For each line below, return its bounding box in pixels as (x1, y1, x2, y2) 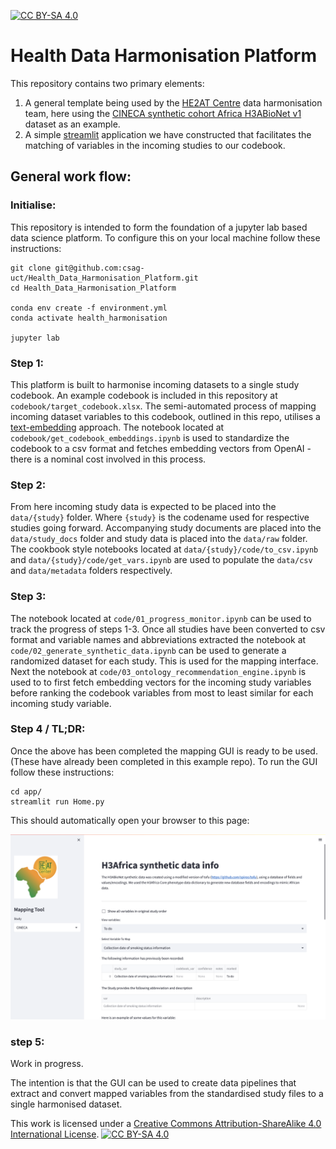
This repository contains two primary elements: (10, 77, 205, 89)
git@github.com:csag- (54, 263, 145, 273)
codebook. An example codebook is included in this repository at (10, 389, 278, 401)
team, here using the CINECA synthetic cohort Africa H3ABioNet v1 (24, 107, 302, 119)
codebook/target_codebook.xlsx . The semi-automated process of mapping (10, 400, 317, 412)
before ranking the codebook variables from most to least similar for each (10, 686, 314, 699)
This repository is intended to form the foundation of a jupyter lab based (10, 221, 308, 233)
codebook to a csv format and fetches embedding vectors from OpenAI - (10, 442, 312, 454)
